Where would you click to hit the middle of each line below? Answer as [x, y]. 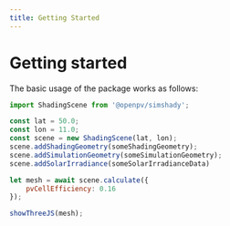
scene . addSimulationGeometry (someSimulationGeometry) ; [116, 155]
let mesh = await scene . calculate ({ [79, 180]
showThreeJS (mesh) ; [47, 214]
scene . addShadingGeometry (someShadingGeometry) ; [104, 147]
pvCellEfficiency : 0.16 [71, 189]
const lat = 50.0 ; [44, 121]
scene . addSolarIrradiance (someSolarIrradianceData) [110, 164]
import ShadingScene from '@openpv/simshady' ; [99, 105]
